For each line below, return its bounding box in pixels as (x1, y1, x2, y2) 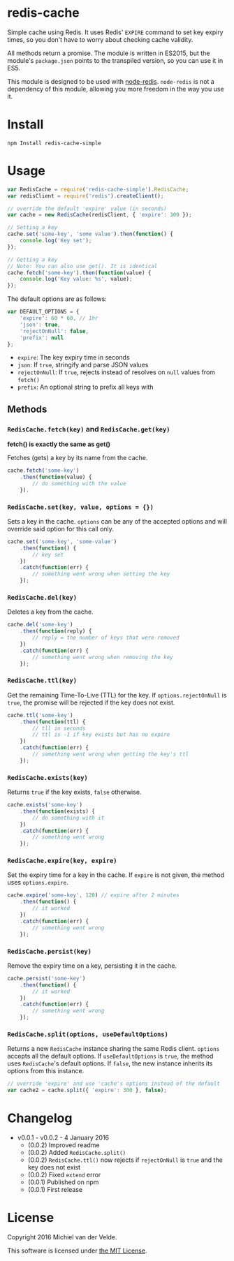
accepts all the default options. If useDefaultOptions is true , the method (7, 1052, 214, 1061)
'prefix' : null (20, 334, 64, 341)
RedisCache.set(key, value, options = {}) (7, 503, 154, 511)
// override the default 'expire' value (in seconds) (7, 205, 168, 212)
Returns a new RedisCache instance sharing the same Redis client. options (7, 1045, 220, 1053)
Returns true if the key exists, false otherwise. (7, 788, 142, 797)
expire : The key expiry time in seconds (17, 353, 131, 362)
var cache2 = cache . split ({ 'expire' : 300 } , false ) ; (7, 1087, 168, 1094)
